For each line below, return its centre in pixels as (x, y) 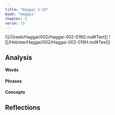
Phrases (14, 81)
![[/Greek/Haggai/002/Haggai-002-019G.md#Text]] (57, 37)
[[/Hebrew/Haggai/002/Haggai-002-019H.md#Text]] (58, 42)
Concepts (15, 92)
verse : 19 (15, 23)
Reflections (23, 107)
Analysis (19, 57)
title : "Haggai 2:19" (27, 10)
